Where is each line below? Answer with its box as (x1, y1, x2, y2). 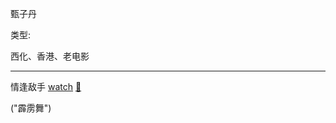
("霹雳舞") (10, 102, 52, 114)
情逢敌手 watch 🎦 (10, 81, 82, 92)
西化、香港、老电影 (10, 50, 90, 62)
